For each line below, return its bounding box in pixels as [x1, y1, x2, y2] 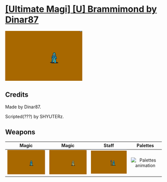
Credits [5, 91, 29, 99]
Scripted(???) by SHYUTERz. [5, 113, 64, 119]
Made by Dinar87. [5, 104, 41, 110]
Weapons [5, 128, 36, 137]
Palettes [136, 143, 154, 149]
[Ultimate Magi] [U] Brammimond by [5, 3, 157, 15]
